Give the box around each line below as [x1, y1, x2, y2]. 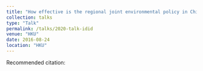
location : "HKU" [6, 43, 47, 49]
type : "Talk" [6, 20, 39, 26]
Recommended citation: [6, 58, 66, 66]
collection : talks [6, 14, 53, 20]
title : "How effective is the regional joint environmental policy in [6, 8, 188, 15]
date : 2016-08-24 [6, 37, 50, 43]
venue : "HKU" [6, 31, 39, 37]
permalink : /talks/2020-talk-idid [6, 25, 94, 32]
